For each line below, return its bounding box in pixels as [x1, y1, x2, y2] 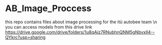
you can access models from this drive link [5, 24, 92, 30]
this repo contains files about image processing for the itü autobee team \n [5, 19, 157, 25]
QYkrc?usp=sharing [5, 34, 46, 40]
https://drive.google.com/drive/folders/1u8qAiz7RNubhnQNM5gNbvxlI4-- [5, 29, 155, 35]
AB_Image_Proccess [5, 3, 92, 14]
